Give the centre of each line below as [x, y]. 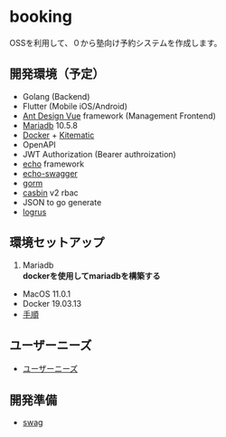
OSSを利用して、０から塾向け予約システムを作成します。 [116, 43]
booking [41, 17]
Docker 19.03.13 [52, 303]
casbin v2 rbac [50, 193]
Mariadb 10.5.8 [50, 125]
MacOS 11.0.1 [46, 294]
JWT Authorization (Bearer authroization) [99, 154]
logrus [34, 212]
